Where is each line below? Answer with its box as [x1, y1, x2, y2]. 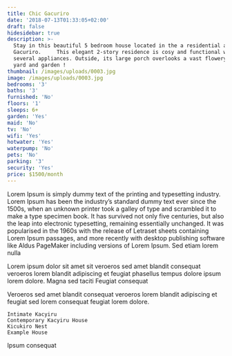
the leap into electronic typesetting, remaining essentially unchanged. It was [7, 219, 224, 227]
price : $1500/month [7, 171, 64, 178]
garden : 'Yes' [7, 113, 48, 120]
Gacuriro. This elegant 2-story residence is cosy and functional [13, 49, 221, 56]
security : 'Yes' [7, 164, 54, 171]
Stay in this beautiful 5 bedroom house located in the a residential [13, 42, 221, 49]
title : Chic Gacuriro [7, 10, 70, 17]
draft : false [7, 23, 45, 30]
